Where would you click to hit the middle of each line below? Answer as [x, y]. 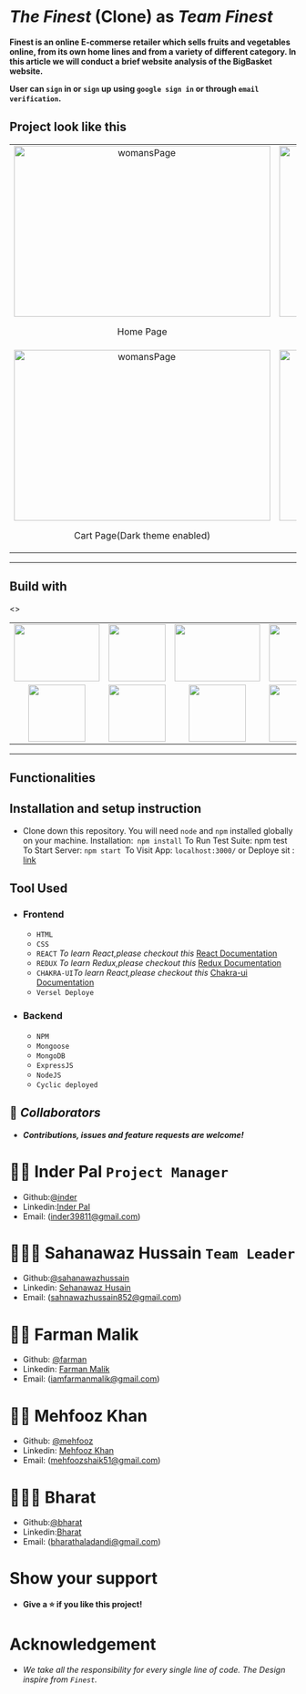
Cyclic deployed [67, 1085]
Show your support [83, 1579]
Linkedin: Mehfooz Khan [68, 1451]
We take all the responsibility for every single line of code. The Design [154, 1670]
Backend [43, 1016]
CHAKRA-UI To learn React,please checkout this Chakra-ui [142, 973]
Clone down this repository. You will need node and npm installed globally [158, 830]
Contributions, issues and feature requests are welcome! [133, 1134]
